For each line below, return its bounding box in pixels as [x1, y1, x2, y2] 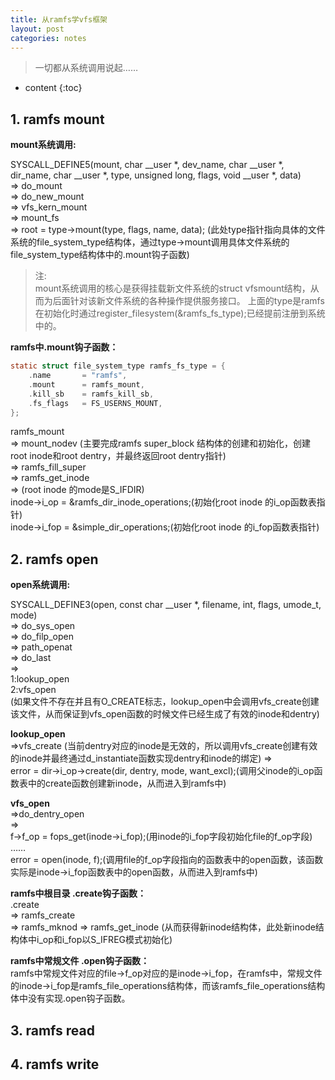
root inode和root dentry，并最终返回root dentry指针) [10, 450, 227, 462]
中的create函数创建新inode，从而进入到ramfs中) [27, 777, 227, 790]
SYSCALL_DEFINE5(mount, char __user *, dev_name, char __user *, [10, 159, 285, 171]
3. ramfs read [10, 1022, 95, 1039]
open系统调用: [10, 579, 71, 591]
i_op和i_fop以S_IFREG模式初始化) [36, 934, 173, 946]
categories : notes [10, 33, 87, 43]
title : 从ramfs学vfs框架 [10, 14, 108, 25]
